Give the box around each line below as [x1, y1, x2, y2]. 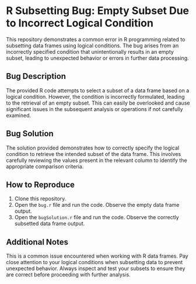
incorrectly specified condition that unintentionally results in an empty [6, 48, 174, 55]
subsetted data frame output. [14, 220, 85, 227]
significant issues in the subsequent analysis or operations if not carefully [6, 105, 183, 112]
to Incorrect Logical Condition [6, 16, 153, 30]
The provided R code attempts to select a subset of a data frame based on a [6, 86, 190, 94]
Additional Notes [6, 237, 69, 247]
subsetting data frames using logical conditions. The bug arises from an [6, 42, 179, 49]
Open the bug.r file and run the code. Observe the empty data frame [14, 202, 180, 209]
